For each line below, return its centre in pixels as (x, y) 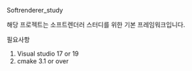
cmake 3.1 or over (43, 61)
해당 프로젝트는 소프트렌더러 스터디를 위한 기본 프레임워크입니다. (96, 25)
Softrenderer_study (35, 10)
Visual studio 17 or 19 (48, 53)
